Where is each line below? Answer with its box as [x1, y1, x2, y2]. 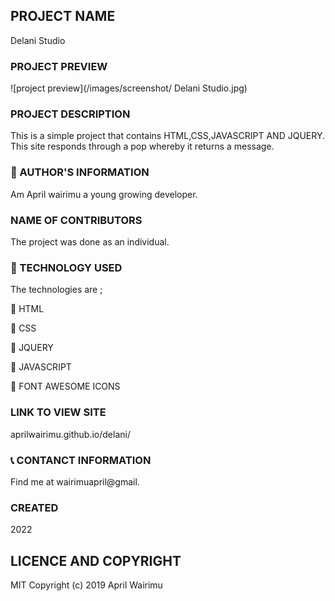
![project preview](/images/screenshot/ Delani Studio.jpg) [10, 82, 248, 94]
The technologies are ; [10, 284, 103, 296]
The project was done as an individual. [10, 236, 170, 248]
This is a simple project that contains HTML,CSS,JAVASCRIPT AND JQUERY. [10, 130, 325, 142]
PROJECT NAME [10, 8, 116, 25]
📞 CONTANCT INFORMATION [10, 453, 152, 467]
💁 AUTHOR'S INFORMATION [10, 165, 150, 179]
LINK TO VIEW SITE [10, 405, 107, 419]
